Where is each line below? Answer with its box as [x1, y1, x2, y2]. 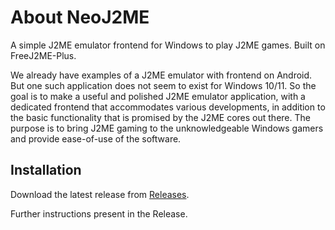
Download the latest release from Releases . [10, 188, 190, 200]
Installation [10, 162, 82, 179]
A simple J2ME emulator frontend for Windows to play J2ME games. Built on [10, 39, 326, 51]
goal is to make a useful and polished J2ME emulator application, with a [10, 90, 306, 102]
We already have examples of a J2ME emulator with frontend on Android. [10, 69, 313, 81]
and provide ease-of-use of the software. [10, 132, 182, 145]
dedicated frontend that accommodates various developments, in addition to [10, 101, 326, 113]
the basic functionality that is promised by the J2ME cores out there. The [10, 111, 311, 123]
